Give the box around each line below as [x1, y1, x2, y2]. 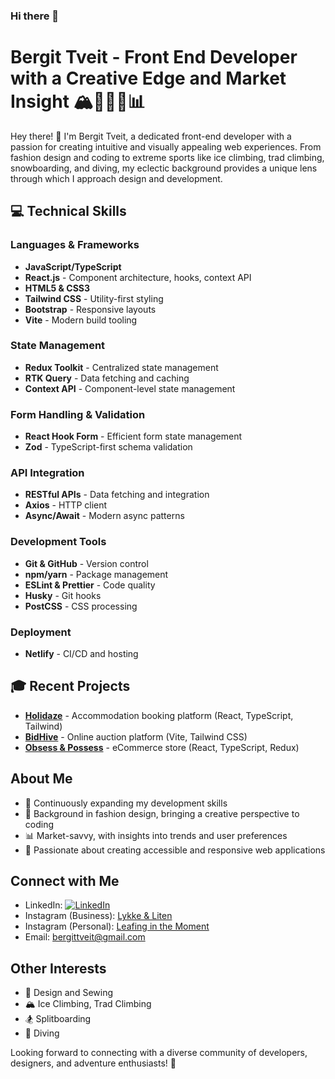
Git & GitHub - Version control [24, 557, 149, 569]
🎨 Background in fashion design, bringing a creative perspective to [24, 807, 300, 819]
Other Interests [10, 960, 107, 977]
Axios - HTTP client [24, 499, 108, 511]
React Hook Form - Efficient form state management [24, 430, 243, 443]
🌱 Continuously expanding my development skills [24, 797, 228, 809]
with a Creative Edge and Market [10, 67, 287, 90]
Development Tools [10, 535, 107, 549]
